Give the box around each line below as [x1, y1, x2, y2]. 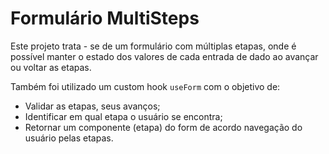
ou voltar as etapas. [10, 61, 92, 73]
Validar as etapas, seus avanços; [24, 100, 161, 112]
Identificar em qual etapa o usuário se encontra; [24, 110, 223, 122]
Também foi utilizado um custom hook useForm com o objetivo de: [10, 80, 281, 92]
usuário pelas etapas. [24, 132, 114, 144]
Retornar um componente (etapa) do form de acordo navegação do [24, 121, 303, 133]
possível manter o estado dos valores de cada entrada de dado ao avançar [10, 50, 319, 62]
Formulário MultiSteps [10, 7, 200, 30]
